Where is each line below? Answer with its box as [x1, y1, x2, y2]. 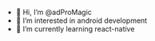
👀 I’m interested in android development [15, 16, 148, 25]
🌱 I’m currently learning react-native [15, 24, 135, 33]
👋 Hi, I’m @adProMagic [15, 8, 92, 17]
